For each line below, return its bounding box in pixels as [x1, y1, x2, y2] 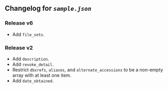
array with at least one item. [12, 72, 71, 78]
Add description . [12, 56, 49, 62]
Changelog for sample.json [5, 4, 91, 13]
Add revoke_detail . [12, 61, 54, 67]
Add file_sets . [12, 31, 45, 38]
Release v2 [5, 44, 33, 51]
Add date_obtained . [12, 77, 54, 84]
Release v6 [5, 20, 33, 27]
